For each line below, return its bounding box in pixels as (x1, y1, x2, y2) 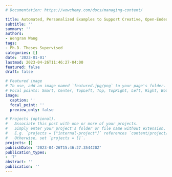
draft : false (5, 69, 33, 74)
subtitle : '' (5, 22, 33, 27)
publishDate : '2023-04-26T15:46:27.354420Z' (5, 145, 102, 150)
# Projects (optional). (5, 116, 56, 122)
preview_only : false (10, 107, 54, 112)
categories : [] (5, 50, 38, 55)
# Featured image (5, 78, 42, 84)
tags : (5, 41, 17, 46)
